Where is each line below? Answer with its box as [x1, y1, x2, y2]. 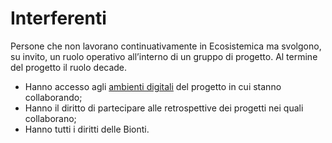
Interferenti [10, 7, 107, 30]
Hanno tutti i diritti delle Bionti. [24, 123, 150, 135]
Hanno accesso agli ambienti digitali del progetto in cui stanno [24, 80, 282, 92]
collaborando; [24, 91, 83, 103]
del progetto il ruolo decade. [10, 61, 128, 73]
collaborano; [24, 112, 77, 124]
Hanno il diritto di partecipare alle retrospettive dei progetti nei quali [24, 102, 304, 114]
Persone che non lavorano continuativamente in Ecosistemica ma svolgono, [10, 40, 322, 52]
